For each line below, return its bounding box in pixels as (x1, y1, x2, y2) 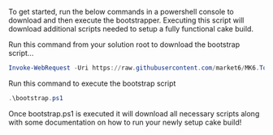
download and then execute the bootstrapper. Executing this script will (8, 15, 245, 25)
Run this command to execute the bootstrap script (8, 78, 176, 88)
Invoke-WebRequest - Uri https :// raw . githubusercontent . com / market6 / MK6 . (8, 64, 260, 72)
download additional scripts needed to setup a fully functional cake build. (8, 24, 254, 33)
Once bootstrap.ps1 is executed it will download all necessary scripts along (8, 108, 260, 118)
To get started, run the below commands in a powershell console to (8, 7, 234, 16)
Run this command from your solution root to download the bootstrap (8, 40, 240, 49)
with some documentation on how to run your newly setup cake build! (8, 117, 242, 127)
